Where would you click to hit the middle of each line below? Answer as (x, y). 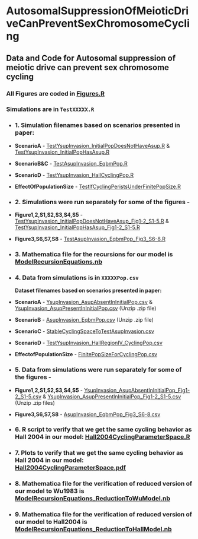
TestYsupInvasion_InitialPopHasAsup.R (62, 152)
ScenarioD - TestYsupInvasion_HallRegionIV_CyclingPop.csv (88, 343)
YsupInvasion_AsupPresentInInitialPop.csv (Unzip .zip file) (85, 308)
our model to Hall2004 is (51, 522)
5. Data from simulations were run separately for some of (98, 370)
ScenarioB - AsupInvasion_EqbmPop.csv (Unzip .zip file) (84, 320)
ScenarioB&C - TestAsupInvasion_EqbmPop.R (71, 163)
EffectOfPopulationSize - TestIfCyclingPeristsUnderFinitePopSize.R (98, 186)
